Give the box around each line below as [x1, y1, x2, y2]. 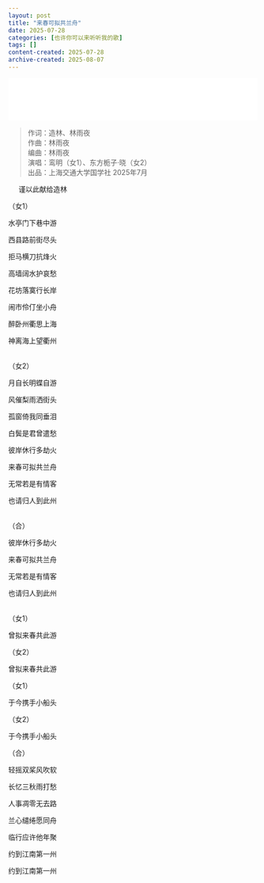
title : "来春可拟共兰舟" [8, 19, 81, 27]
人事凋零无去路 [8, 798, 57, 808]
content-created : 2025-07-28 [8, 48, 104, 56]
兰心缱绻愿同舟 [8, 815, 57, 824]
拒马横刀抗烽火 [8, 251, 57, 261]
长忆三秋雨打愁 [8, 782, 57, 791]
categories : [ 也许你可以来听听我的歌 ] [8, 33, 123, 42]
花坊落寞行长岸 [8, 285, 57, 295]
